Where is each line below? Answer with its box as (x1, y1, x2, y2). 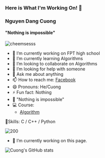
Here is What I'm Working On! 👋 (5, 4, 82, 11)
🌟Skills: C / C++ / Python (5, 119, 56, 125)
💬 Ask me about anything (12, 71, 64, 77)
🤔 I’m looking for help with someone (12, 66, 85, 72)
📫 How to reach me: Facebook (12, 77, 76, 83)
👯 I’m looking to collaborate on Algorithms (12, 61, 98, 67)
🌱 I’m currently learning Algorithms (12, 56, 83, 62)
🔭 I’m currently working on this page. (12, 138, 87, 144)
